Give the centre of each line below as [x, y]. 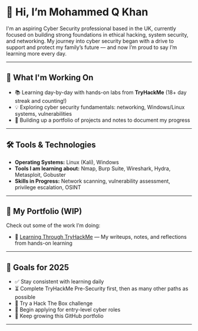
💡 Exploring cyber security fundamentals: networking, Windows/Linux [100, 107]
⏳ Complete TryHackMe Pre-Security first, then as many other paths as [101, 288]
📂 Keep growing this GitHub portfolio [59, 316]
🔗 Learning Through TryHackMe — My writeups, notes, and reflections [100, 237]
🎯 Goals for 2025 [38, 267]
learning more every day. [36, 53]
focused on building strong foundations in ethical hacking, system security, [97, 34]
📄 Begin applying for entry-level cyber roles [67, 310]
